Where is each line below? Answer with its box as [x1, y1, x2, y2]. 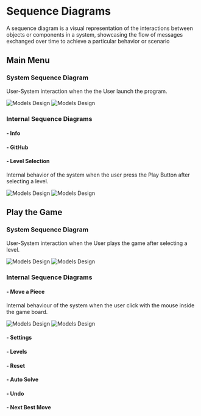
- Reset [6, 362, 26, 369]
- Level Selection [6, 158, 50, 165]
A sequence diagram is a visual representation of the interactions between [6, 24, 193, 32]
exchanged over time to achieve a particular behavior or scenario [6, 37, 170, 45]
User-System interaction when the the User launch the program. [6, 87, 167, 95]
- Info [6, 130, 21, 137]
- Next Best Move [6, 404, 52, 411]
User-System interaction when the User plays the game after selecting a [6, 239, 188, 247]
